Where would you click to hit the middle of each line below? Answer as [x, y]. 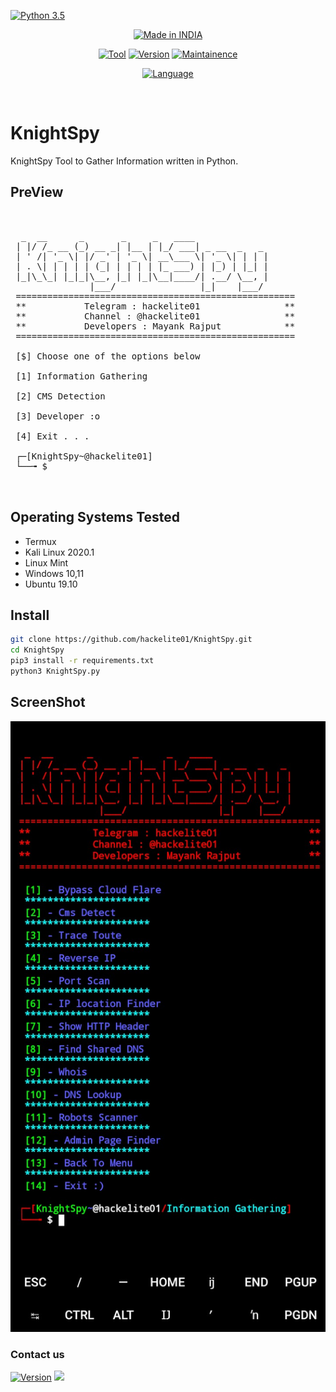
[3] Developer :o [58, 416]
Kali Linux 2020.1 [59, 552]
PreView [37, 192]
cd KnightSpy [37, 650]
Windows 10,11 [54, 573]
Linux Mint [46, 562]
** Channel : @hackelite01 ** [155, 316]
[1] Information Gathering [81, 376]
